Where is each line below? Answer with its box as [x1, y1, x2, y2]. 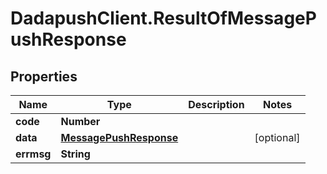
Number [60, 115, 101, 128]
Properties [10, 68, 78, 85]
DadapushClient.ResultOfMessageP [10, 7, 317, 30]
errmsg [15, 147, 52, 161]
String [60, 147, 91, 161]
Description [188, 98, 245, 111]
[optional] [254, 131, 301, 144]
